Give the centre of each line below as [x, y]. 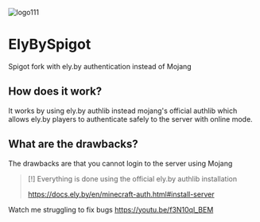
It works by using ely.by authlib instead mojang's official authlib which [123, 111]
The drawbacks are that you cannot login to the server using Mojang [120, 163]
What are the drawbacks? [73, 144]
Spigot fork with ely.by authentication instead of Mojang [100, 66]
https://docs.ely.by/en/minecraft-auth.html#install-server [121, 194]
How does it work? [55, 92]
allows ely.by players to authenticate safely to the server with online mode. [130, 119]
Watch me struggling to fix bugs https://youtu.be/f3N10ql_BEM [111, 209]
